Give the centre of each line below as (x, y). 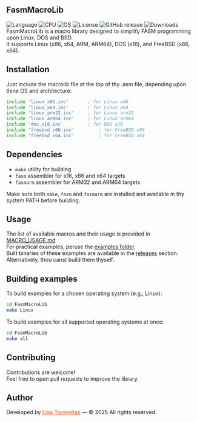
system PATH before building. (43, 200)
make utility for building (43, 169)
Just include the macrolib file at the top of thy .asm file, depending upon (96, 84)
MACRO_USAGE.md (31, 240)
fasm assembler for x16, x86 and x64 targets (70, 175)
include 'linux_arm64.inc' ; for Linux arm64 (70, 119)
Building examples (42, 279)
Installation (28, 70)
